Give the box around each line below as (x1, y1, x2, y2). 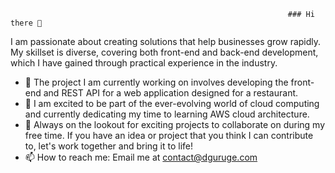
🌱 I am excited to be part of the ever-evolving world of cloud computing (24, 98, 320, 109)
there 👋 (10, 18, 43, 28)
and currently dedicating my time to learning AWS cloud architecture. (24, 108, 310, 120)
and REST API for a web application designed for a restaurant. (43, 87, 299, 99)
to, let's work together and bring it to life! (24, 140, 194, 152)
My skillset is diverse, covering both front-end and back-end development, (10, 46, 319, 58)
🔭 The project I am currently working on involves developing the (24, 76, 289, 88)
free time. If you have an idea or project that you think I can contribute (24, 130, 314, 141)
